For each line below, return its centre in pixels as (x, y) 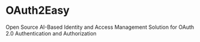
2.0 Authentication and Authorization (51, 33)
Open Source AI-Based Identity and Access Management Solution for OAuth (100, 27)
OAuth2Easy (38, 10)
